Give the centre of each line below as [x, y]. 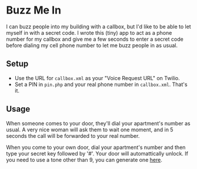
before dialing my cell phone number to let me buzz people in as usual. [92, 45]
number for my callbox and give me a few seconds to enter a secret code [95, 39]
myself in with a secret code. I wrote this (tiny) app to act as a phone [89, 32]
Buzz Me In [34, 10]
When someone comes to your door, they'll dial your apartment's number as [98, 123]
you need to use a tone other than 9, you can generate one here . [84, 160]
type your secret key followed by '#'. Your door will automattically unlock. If [97, 153]
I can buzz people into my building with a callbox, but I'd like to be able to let [98, 26]
